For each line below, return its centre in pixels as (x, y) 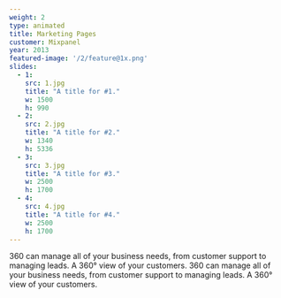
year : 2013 (29, 50)
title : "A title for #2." (73, 133)
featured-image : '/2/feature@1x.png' (79, 58)
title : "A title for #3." (73, 173)
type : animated (37, 26)
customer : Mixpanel (45, 42)
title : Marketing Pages (53, 34)
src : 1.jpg (45, 83)
